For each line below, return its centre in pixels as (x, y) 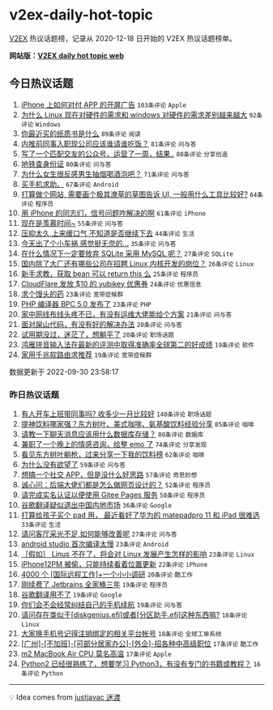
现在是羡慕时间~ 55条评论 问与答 (72, 223)
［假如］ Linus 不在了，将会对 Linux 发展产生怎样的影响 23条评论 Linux (137, 554)
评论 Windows (41, 124)
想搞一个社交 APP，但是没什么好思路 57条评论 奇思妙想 (109, 474)
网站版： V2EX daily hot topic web (67, 55)
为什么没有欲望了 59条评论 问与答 (73, 465)
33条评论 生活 (41, 525)
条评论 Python (42, 674)
